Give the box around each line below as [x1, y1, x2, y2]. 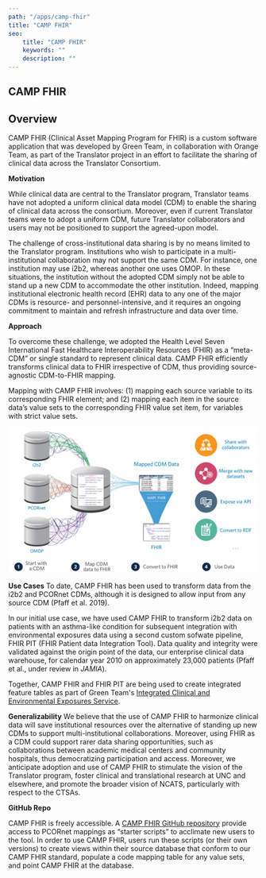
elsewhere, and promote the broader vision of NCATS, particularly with [8, 779, 240, 788]
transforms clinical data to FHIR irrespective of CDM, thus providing [8, 362, 230, 372]
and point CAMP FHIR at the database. [8, 861, 134, 870]
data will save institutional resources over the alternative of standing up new [8, 720, 257, 729]
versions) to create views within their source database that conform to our [8, 843, 251, 853]
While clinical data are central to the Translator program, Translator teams [8, 189, 249, 199]
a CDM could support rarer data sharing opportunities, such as [8, 737, 214, 746]
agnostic [8, 370, 37, 381]
